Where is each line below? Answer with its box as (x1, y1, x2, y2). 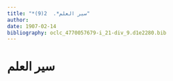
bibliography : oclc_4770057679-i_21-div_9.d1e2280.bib (7, 29, 167, 36)
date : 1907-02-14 (7, 23, 57, 30)
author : (7, 16, 29, 23)
